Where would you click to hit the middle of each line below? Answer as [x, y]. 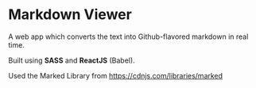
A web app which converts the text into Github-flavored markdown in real [128, 36]
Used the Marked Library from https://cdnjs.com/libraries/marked [116, 75]
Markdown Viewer [70, 15]
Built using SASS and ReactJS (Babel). [72, 60]
